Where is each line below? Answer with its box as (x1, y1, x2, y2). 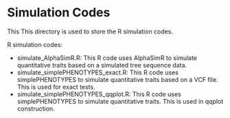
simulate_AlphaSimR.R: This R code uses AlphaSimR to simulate (16, 53, 198, 62)
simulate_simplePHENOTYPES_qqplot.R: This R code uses (16, 90, 182, 98)
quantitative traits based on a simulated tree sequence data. (16, 61, 187, 69)
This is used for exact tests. (16, 83, 95, 91)
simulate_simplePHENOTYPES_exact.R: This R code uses (16, 68, 179, 76)
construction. (16, 104, 55, 113)
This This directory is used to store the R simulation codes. (7, 27, 174, 35)
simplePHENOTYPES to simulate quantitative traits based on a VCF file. (16, 75, 218, 83)
